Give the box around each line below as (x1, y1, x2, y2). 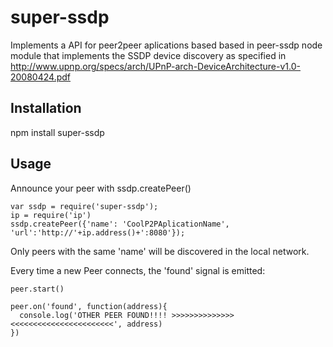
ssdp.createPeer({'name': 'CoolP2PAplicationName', (10, 219, 230, 229)
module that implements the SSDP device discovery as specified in (10, 49, 287, 61)
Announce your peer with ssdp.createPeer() (10, 182, 192, 194)
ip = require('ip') (10, 210, 92, 220)
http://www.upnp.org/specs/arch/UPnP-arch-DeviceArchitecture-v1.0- (10, 60, 301, 72)
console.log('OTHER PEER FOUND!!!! (19, 310, 168, 320)
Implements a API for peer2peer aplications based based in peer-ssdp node (10, 39, 323, 51)
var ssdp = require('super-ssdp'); (10, 201, 159, 211)
